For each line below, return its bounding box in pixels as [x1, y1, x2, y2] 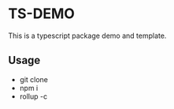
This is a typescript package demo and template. [8, 31, 167, 40]
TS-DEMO [8, 5, 75, 23]
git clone [19, 74, 49, 84]
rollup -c [19, 92, 48, 101]
